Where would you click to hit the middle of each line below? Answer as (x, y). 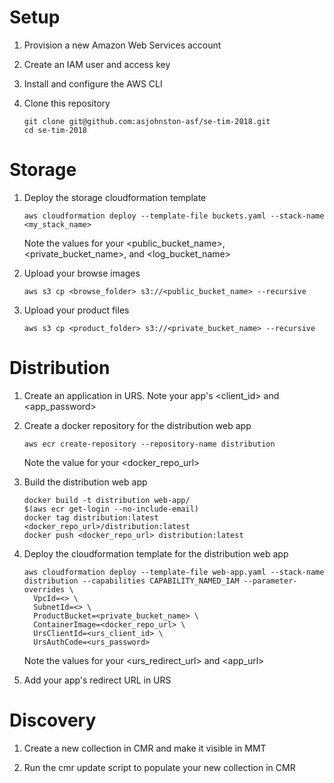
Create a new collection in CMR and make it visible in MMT (145, 748)
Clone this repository (67, 103)
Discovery (53, 720)
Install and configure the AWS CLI (93, 83)
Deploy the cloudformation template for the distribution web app (156, 553)
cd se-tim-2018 (55, 130)
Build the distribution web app (85, 482)
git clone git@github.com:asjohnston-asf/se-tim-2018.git (147, 121)
